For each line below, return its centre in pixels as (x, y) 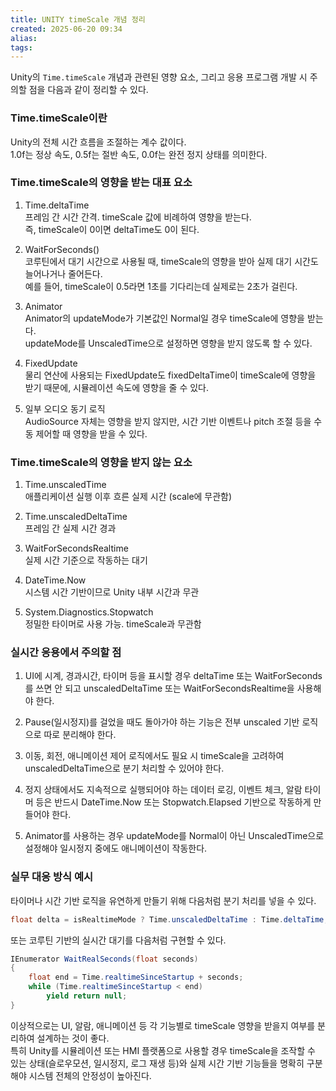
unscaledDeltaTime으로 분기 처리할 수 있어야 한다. (124, 768)
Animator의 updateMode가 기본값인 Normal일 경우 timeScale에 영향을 (164, 318)
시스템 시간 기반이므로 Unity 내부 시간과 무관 (112, 592)
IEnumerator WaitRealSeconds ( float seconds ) (104, 959)
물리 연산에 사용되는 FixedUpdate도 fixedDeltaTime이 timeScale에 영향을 (170, 375)
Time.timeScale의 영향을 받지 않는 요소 (101, 462)
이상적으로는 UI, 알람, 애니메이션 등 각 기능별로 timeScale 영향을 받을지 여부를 (163, 1025)
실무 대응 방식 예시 (52, 877)
